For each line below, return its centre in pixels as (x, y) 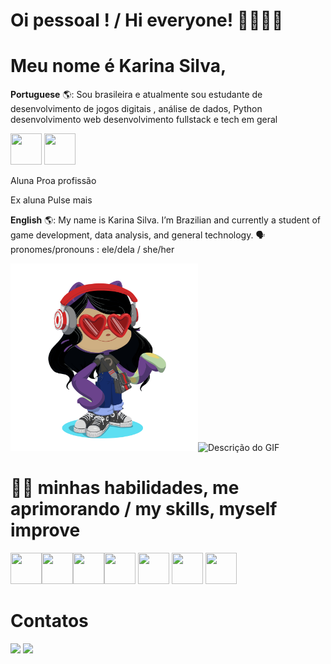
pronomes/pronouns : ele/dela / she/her (92, 250)
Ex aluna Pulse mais (51, 200)
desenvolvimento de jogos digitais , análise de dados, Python (136, 109)
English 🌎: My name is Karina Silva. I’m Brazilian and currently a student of (166, 220)
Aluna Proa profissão (53, 181)
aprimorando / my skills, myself (144, 509)
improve (45, 530)
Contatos (49, 621)
